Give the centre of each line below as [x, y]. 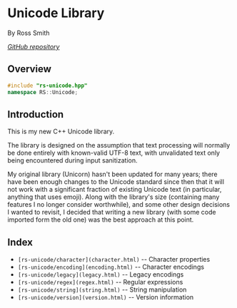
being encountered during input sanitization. [72, 160]
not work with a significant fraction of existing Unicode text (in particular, [115, 190]
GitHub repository [34, 46]
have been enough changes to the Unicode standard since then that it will [116, 182]
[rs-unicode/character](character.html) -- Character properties [114, 260]
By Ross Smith [29, 33]
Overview [30, 69]
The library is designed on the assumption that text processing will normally [119, 145]
